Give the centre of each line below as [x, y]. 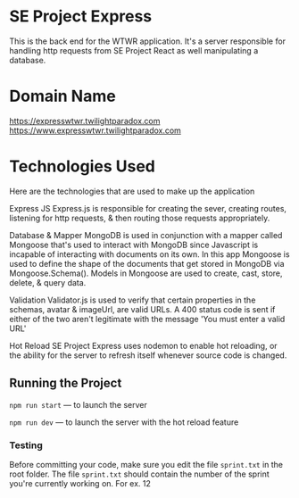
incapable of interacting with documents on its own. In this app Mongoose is [149, 254]
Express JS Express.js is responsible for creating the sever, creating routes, [148, 208]
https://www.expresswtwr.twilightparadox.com [95, 130]
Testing [26, 445]
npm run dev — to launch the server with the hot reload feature [124, 422]
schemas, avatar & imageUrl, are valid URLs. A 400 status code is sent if [142, 309]
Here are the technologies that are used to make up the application [132, 191]
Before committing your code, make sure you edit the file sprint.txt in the [146, 464]
